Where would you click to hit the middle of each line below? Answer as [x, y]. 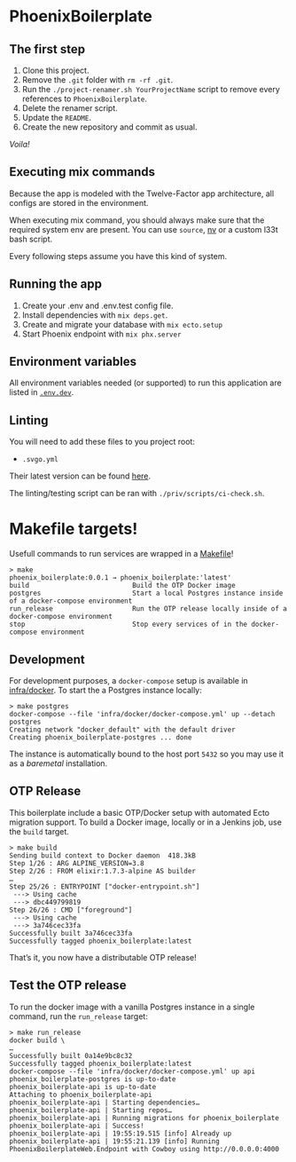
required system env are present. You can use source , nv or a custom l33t [144, 229]
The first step [47, 49]
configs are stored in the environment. [79, 202]
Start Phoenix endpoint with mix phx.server [101, 334]
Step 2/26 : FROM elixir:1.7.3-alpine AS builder [103, 871]
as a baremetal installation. [58, 763]
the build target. [39, 831]
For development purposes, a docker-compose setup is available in [129, 680]
